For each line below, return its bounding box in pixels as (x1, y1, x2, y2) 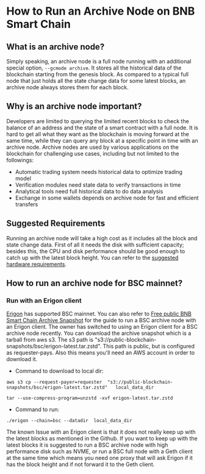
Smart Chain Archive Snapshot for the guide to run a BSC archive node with (6, 317, 196, 324)
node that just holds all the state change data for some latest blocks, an (6, 77, 186, 84)
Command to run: (15, 406, 60, 413)
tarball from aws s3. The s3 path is (6, 336, 93, 343)
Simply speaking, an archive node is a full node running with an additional (6, 58, 192, 65)
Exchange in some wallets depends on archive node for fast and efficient (15, 194, 199, 201)
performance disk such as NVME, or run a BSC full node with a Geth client (6, 448, 193, 455)
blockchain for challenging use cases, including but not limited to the (6, 149, 179, 157)
